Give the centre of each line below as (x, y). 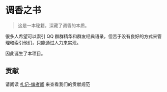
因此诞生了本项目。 (25, 53)
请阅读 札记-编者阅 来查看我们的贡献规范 (48, 84)
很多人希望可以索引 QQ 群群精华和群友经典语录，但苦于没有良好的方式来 (81, 36)
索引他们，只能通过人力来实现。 (48, 42)
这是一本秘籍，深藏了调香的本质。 (53, 25)
